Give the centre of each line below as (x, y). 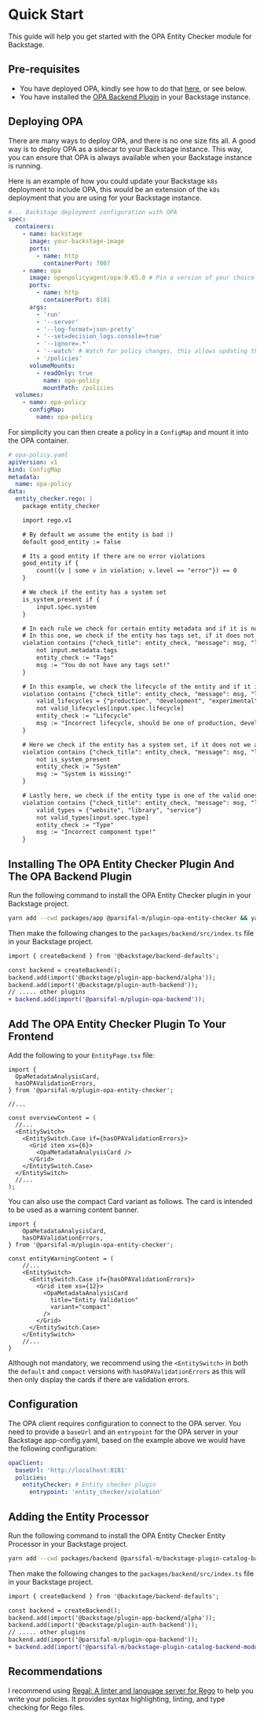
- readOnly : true (64, 373)
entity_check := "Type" (75, 825)
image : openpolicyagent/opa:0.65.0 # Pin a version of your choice (142, 278)
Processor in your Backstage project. (68, 1544)
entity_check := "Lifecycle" (84, 716)
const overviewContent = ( (52, 1118)
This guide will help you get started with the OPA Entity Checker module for (130, 36)
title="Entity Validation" (94, 1300)
